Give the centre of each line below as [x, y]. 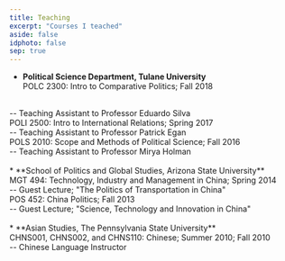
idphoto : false [38, 43]
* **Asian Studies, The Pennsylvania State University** [113, 228]
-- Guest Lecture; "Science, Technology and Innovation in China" [130, 209]
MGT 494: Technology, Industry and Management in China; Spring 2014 [143, 180]
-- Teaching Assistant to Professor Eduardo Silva [100, 113]
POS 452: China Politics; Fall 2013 [72, 200]
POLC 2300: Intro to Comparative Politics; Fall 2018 [118, 86]
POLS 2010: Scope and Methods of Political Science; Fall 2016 [125, 142]
